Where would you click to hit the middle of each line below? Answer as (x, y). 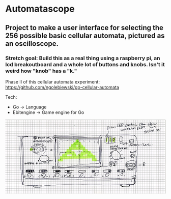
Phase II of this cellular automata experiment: (53, 81)
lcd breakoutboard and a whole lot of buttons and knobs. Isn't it (85, 64)
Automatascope (40, 9)
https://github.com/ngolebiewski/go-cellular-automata (62, 87)
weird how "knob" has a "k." (41, 71)
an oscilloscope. (32, 44)
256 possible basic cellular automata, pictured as (85, 35)
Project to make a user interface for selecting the (84, 28)
